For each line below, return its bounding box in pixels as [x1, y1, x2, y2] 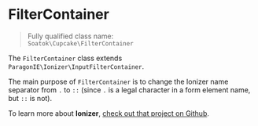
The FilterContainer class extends [8, 53, 123, 63]
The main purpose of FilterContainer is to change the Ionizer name [8, 77, 229, 86]
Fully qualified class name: [27, 31, 114, 41]
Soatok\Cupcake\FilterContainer [27, 39, 134, 48]
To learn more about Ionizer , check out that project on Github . [8, 108, 210, 118]
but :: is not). [8, 93, 53, 103]
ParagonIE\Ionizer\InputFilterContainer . [8, 61, 145, 71]
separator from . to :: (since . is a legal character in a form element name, [8, 85, 251, 95]
